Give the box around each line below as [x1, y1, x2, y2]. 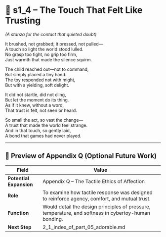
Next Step [7, 224, 32, 231]
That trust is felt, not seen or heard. [5, 107, 78, 113]
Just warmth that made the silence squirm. [5, 56, 92, 62]
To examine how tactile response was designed [42, 189, 153, 196]
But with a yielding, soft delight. [5, 82, 69, 88]
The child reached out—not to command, [5, 66, 89, 72]
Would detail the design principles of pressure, [42, 203, 151, 210]
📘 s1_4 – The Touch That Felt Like [5, 4, 143, 16]
